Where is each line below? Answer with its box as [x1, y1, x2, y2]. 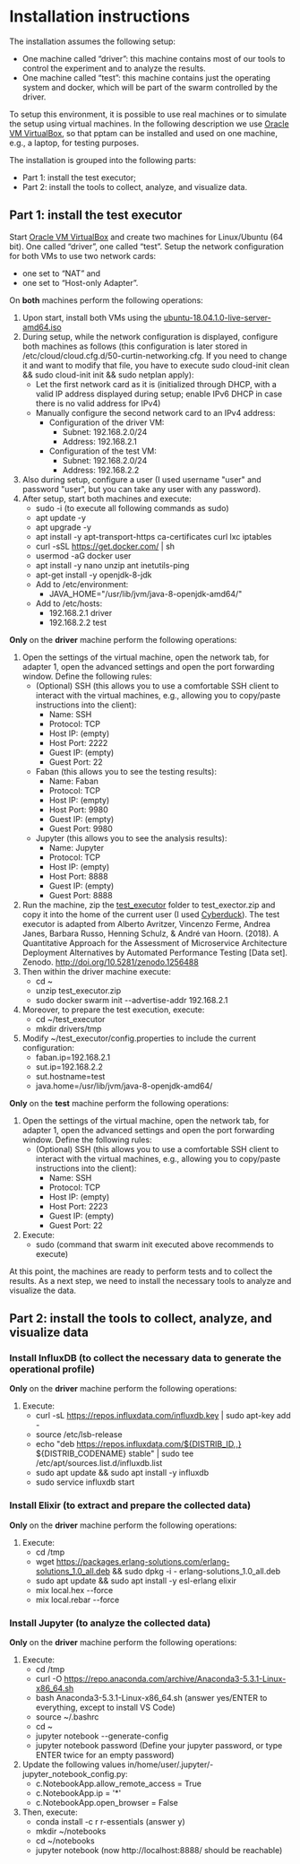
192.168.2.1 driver [48, 607, 113, 618]
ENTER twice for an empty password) [35, 1750, 175, 1761]
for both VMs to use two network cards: [9, 250, 157, 261]
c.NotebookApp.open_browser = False [35, 1798, 179, 1808]
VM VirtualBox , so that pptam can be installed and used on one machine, [9, 127, 279, 138]
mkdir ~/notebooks [35, 1826, 107, 1837]
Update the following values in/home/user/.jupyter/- [21, 1759, 214, 1770]
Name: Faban [48, 776, 99, 786]
